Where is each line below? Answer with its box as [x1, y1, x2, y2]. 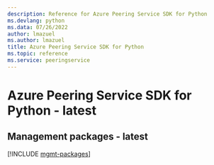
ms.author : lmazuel [7, 37, 65, 44]
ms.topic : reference [7, 50, 69, 58]
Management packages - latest [7, 131, 149, 143]
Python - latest [7, 102, 97, 118]
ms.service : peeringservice [7, 57, 91, 64]
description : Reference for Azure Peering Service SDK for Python [7, 10, 208, 18]
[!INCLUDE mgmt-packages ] [7, 149, 91, 158]
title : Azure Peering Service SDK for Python [7, 43, 144, 50]
